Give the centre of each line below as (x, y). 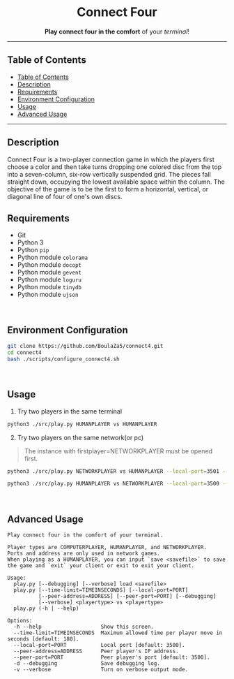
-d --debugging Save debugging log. (87, 664)
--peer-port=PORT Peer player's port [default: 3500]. (112, 657)
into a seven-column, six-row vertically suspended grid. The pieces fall (109, 174)
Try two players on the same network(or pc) (80, 437)
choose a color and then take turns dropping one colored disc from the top (114, 167)
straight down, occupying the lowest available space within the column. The (116, 182)
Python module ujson (48, 295)
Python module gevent (49, 272)
